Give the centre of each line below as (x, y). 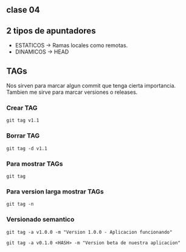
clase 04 (23, 10)
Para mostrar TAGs (35, 164)
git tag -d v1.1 (27, 149)
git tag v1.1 (23, 121)
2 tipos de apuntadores (51, 31)
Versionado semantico (40, 220)
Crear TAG (22, 108)
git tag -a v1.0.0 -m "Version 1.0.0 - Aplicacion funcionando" (89, 232)
